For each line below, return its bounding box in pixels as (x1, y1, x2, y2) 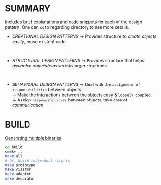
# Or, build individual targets (5, 158, 70, 163)
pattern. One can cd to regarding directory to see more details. (5, 24, 130, 30)
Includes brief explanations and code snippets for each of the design (5, 19, 143, 25)
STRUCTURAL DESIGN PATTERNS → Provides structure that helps (12, 57, 145, 63)
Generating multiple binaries (5, 135, 61, 141)
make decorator (5, 176, 36, 181)
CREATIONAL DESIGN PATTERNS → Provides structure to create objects (12, 34, 157, 39)
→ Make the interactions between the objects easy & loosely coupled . (12, 92, 152, 98)
